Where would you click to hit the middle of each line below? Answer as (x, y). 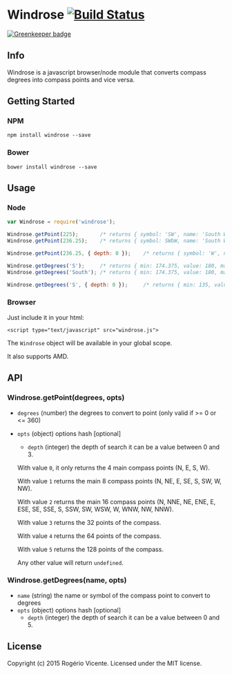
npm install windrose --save (49, 135)
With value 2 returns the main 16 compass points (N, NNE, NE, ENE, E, (116, 501)
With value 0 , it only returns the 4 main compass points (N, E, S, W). (114, 468)
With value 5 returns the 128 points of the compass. (90, 549)
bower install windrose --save (52, 167)
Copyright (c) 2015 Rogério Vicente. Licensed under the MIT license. (105, 663)
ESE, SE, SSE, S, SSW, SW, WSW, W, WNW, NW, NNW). (95, 509)
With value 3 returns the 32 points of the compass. (89, 522)
